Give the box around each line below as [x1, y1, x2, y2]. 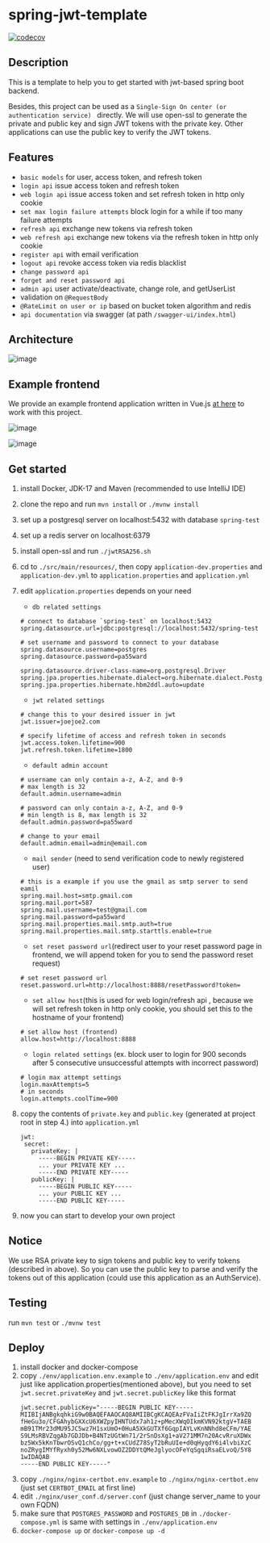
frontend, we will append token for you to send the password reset [31, 950, 254, 959]
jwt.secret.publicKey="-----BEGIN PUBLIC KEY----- [19, 1403, 194, 1412]
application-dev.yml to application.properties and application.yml [19, 571, 250, 580]
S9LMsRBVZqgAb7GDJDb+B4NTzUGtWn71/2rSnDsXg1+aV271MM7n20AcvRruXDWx [19, 1432, 251, 1440]
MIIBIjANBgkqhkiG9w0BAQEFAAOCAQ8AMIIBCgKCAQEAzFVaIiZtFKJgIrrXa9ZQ [19, 1411, 251, 1419]
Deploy [8, 1341, 45, 1355]
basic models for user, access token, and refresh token [19, 172, 203, 182]
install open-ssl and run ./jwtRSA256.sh [19, 547, 152, 556]
